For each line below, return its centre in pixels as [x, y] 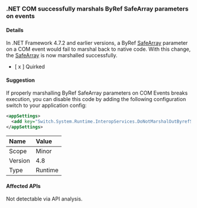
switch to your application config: [46, 105]
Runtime [47, 170]
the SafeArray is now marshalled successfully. [62, 56]
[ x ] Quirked [30, 67]
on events [21, 16]
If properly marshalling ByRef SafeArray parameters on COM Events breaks [97, 93]
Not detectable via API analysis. [45, 199]
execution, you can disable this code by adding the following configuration [96, 99]
